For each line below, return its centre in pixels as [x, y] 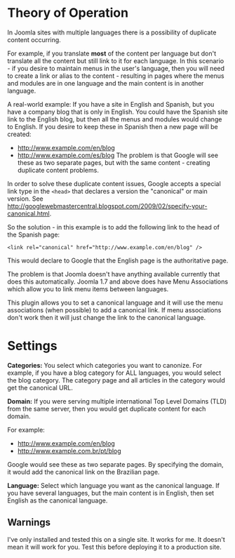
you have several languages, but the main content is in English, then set [111, 493]
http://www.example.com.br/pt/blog [69, 451]
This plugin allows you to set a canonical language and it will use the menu [115, 303]
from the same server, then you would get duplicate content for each [107, 408]
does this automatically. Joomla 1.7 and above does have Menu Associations [118, 281]
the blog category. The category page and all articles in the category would [116, 380]
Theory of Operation [68, 13]
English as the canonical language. [58, 500]
